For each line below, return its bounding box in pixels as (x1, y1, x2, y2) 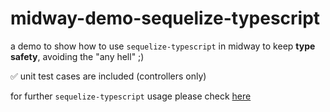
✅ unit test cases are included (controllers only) (10, 70, 207, 82)
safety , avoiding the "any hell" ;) (10, 50, 145, 62)
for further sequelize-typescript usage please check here (10, 90, 252, 102)
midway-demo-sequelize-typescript (10, 7, 321, 30)
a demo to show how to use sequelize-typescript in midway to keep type (10, 40, 316, 52)
